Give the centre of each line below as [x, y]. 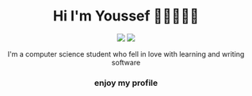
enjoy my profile [126, 83]
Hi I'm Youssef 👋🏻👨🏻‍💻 [126, 16]
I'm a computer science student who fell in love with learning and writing [126, 54]
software [126, 62]
